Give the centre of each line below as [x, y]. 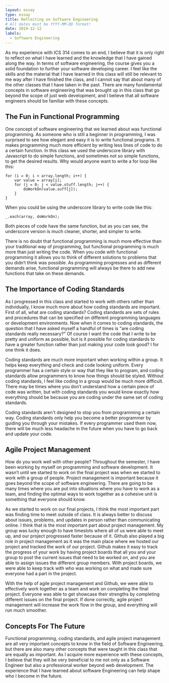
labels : [13, 33]
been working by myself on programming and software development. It [79, 467]
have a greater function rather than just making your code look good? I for [82, 344]
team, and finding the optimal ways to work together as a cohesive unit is [81, 494]
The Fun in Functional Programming [62, 117]
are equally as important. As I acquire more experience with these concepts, [84, 655]
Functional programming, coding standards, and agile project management [83, 639]
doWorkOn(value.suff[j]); [51, 189]
